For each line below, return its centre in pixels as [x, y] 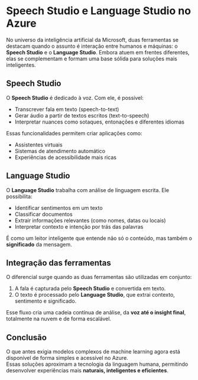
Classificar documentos [43, 214]
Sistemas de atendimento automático [60, 151]
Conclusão [27, 337]
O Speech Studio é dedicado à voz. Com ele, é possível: [75, 98]
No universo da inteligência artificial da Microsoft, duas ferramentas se [92, 40]
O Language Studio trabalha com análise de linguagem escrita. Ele [88, 190]
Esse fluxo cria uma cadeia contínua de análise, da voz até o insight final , [96, 313]
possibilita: [19, 196]
